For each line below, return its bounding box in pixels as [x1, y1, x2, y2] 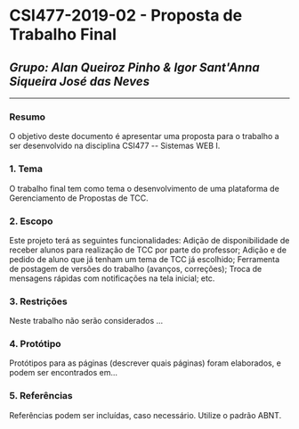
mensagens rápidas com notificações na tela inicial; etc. [9, 273, 215, 284]
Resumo [9, 111, 46, 123]
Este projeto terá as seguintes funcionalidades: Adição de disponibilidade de [9, 235, 290, 245]
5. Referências [9, 390, 73, 402]
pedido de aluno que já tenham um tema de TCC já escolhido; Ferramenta [9, 253, 280, 264]
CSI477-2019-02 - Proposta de [9, 5, 243, 26]
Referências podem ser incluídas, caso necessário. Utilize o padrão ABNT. [9, 409, 282, 420]
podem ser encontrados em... [9, 367, 118, 378]
